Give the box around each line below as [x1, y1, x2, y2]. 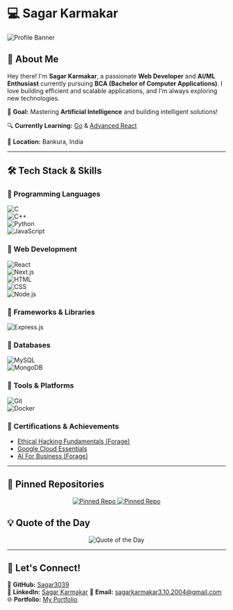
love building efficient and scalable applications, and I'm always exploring [7, 86, 218, 94]
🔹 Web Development [7, 245, 78, 254]
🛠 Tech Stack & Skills [7, 165, 102, 177]
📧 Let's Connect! [7, 562, 81, 574]
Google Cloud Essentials [17, 444, 88, 452]
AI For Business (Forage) [17, 452, 89, 460]
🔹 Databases [7, 340, 51, 349]
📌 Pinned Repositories [7, 479, 105, 491]
